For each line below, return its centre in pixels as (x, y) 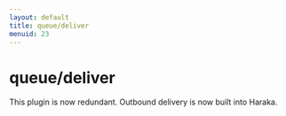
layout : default (39, 17)
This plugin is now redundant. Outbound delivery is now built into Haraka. (143, 102)
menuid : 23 (29, 34)
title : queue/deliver (49, 26)
